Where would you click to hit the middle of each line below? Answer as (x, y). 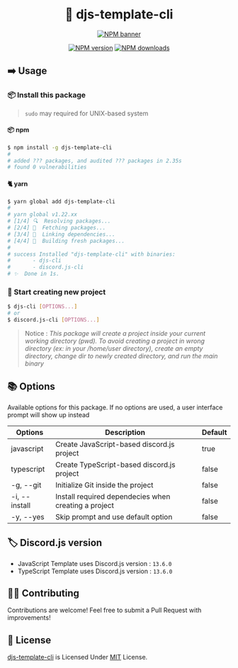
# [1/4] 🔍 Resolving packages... (59, 221)
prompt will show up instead (49, 414)
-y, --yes (28, 516)
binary (34, 363)
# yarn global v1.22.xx (42, 215)
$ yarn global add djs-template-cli (61, 201)
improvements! (29, 618)
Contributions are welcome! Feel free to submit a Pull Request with (104, 610)
